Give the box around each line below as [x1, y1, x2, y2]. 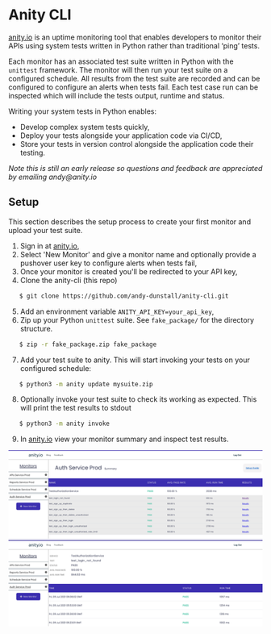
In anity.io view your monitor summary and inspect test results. [19, 434, 229, 444]
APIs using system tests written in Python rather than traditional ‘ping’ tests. [8, 40, 261, 50]
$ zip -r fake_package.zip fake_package [19, 340, 157, 348]
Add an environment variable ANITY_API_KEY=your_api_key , [19, 307, 215, 316]
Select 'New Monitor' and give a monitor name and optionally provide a [19, 249, 256, 259]
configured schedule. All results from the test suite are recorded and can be [8, 73, 261, 83]
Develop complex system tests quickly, [19, 122, 150, 131]
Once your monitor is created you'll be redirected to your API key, [19, 266, 238, 276]
